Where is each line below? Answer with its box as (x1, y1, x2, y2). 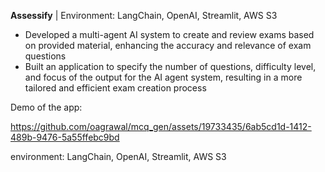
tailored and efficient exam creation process (24, 82, 207, 94)
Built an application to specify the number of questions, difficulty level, (24, 61, 317, 72)
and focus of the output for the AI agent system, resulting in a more (24, 71, 303, 83)
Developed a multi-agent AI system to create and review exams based (24, 29, 315, 40)
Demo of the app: (10, 101, 83, 113)
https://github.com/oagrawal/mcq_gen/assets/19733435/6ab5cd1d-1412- (10, 121, 312, 132)
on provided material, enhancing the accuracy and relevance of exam (24, 40, 312, 51)
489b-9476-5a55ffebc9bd (10, 131, 120, 143)
